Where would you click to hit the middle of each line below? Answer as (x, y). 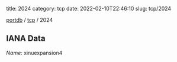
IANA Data (26, 39)
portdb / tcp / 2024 (30, 20)
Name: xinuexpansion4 (34, 53)
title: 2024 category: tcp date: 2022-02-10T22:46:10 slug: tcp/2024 (89, 9)
